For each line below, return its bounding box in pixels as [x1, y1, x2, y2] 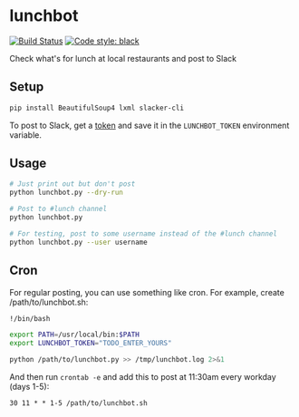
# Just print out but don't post [9, 179, 136, 189]
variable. [9, 129, 43, 141]
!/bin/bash [9, 314, 51, 323]
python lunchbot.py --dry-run [9, 188, 124, 198]
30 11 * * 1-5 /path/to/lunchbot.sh [9, 399, 148, 408]
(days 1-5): [9, 382, 50, 392]
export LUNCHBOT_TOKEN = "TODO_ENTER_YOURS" [9, 339, 172, 348]
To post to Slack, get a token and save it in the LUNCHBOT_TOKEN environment [9, 120, 290, 131]
